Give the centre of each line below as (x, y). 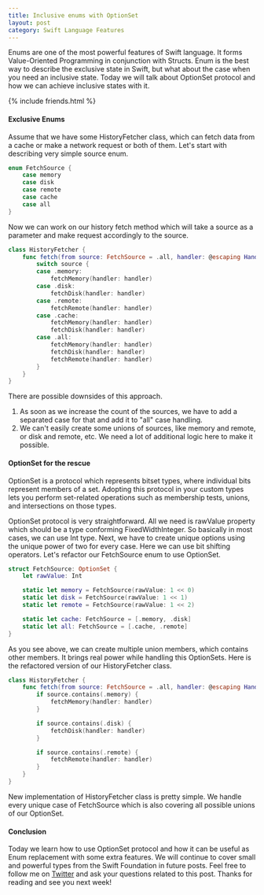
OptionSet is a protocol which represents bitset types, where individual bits (130, 480)
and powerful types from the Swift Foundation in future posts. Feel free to (127, 866)
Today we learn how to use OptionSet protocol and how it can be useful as (129, 849)
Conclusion (27, 831)
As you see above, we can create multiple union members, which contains (128, 649)
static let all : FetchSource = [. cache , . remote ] (105, 627)
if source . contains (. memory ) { (88, 695)
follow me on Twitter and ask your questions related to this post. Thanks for (130, 874)
